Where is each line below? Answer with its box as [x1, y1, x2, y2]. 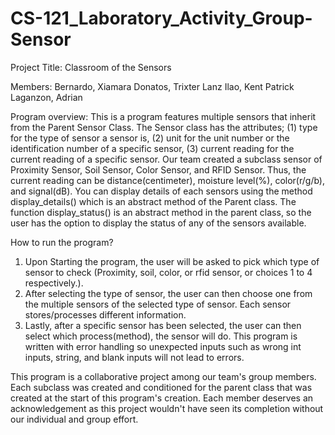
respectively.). [24, 277, 84, 289]
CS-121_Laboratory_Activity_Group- [10, 7, 313, 30]
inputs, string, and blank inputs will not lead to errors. [24, 351, 245, 363]
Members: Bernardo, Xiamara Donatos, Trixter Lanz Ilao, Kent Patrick [10, 80, 295, 92]
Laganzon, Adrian [10, 91, 83, 103]
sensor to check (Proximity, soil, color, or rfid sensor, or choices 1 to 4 [24, 266, 313, 278]
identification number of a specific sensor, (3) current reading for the [10, 142, 295, 154]
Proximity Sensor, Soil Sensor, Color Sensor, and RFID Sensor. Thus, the [10, 163, 307, 176]
